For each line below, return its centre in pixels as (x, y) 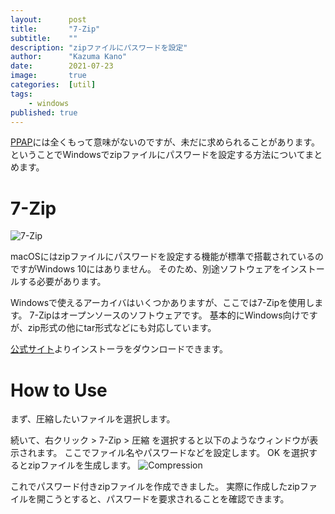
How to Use (59, 390)
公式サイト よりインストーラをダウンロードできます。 (119, 349)
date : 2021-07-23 (62, 66)
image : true (48, 76)
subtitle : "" (44, 38)
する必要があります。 (62, 282)
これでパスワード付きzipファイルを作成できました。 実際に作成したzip (155, 487)
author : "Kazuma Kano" (69, 57)
